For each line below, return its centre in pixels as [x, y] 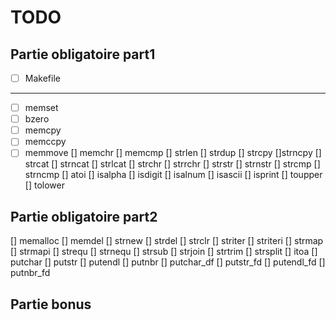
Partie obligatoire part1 [83, 54]
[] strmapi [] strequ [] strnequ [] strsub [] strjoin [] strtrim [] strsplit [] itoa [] [164, 252]
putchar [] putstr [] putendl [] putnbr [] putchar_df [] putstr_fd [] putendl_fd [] [168, 262]
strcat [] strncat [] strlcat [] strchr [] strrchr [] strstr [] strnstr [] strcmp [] [172, 164]
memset [41, 108]
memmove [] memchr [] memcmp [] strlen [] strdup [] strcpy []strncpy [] [173, 153]
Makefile [42, 78]
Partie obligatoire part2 [84, 216]
